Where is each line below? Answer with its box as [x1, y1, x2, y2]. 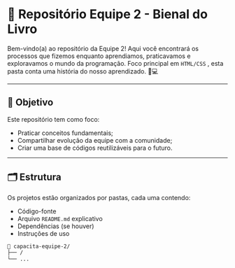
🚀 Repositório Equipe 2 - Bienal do [7, 6, 208, 22]
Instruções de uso [17, 229, 70, 237]
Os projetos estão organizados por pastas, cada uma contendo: [7, 193, 191, 202]
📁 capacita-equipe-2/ [7, 243, 71, 250]
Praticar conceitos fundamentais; [17, 129, 113, 137]
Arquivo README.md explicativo [17, 214, 103, 223]
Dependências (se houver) [17, 222, 94, 230]
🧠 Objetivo [7, 97, 54, 108]
